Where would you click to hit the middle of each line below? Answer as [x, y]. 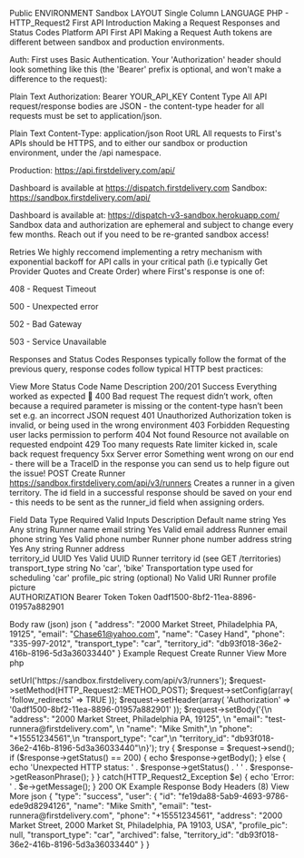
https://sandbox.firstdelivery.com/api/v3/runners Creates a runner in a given [152, 483]
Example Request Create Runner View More [205, 653]
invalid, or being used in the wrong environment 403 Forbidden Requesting [150, 425]
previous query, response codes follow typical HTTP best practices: [137, 369]
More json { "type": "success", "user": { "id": [93, 796]
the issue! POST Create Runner [68, 473]
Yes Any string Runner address [67, 549]
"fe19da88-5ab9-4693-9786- [234, 796]
